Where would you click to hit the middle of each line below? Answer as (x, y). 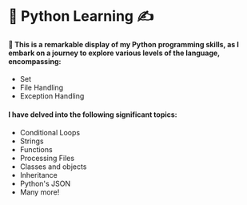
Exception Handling (52, 96)
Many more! (40, 192)
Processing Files (47, 158)
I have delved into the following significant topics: (93, 115)
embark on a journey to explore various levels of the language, (114, 53)
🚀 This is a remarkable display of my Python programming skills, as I (124, 44)
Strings (32, 141)
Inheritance (39, 175)
